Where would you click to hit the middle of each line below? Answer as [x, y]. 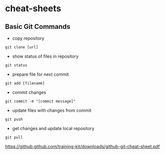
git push [14, 119]
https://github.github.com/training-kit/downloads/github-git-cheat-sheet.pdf [82, 146]
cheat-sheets [33, 9]
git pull [14, 137]
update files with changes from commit [52, 110]
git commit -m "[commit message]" [41, 101]
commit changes [29, 92]
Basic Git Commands [38, 27]
